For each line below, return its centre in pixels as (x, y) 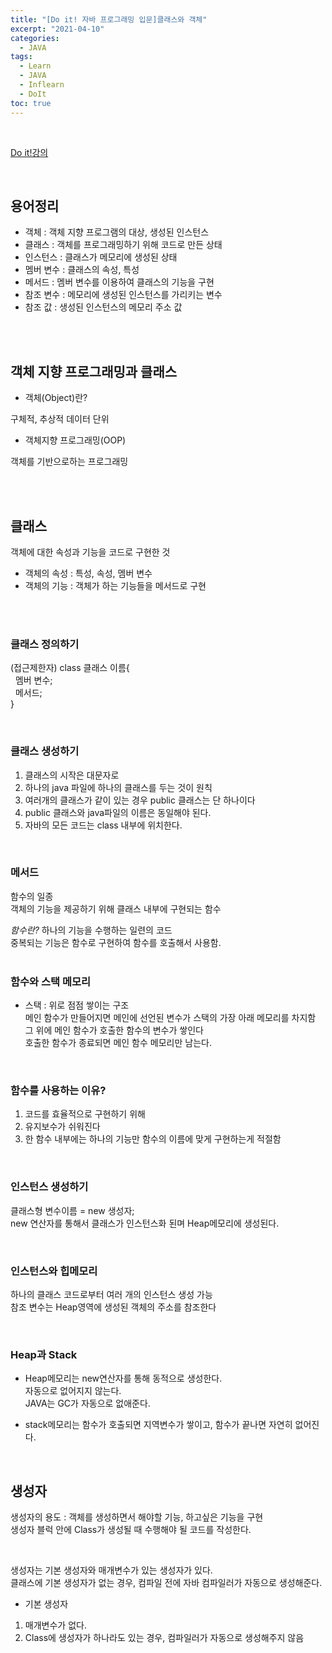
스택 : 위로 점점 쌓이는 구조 (77, 1005)
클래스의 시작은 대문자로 (72, 775)
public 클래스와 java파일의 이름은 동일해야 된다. (118, 812)
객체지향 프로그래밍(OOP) (75, 440)
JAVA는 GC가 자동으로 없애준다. (87, 1403)
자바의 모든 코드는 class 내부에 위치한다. (103, 825)
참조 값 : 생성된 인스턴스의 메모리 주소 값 (103, 307)
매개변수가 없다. (55, 1625)
